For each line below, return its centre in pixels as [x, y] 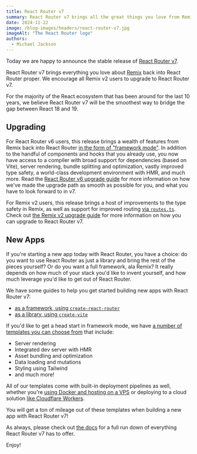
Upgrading [26, 127]
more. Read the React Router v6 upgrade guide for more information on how [98, 179]
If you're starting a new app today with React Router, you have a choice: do [97, 254]
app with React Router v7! [37, 416]
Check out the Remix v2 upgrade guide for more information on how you [94, 215]
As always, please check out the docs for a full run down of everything [91, 427]
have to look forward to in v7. [41, 191]
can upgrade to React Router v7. [45, 221]
